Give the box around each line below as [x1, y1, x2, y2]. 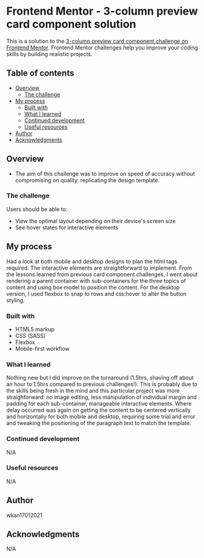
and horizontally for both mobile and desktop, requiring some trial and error [6, 413, 196, 420]
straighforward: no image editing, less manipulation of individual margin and [6, 393, 197, 401]
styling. [6, 296, 25, 304]
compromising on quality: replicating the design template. [15, 176, 160, 184]
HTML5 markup [15, 325, 55, 333]
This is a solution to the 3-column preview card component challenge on [6, 37, 189, 45]
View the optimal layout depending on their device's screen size [15, 217, 176, 224]
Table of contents [6, 68, 74, 79]
